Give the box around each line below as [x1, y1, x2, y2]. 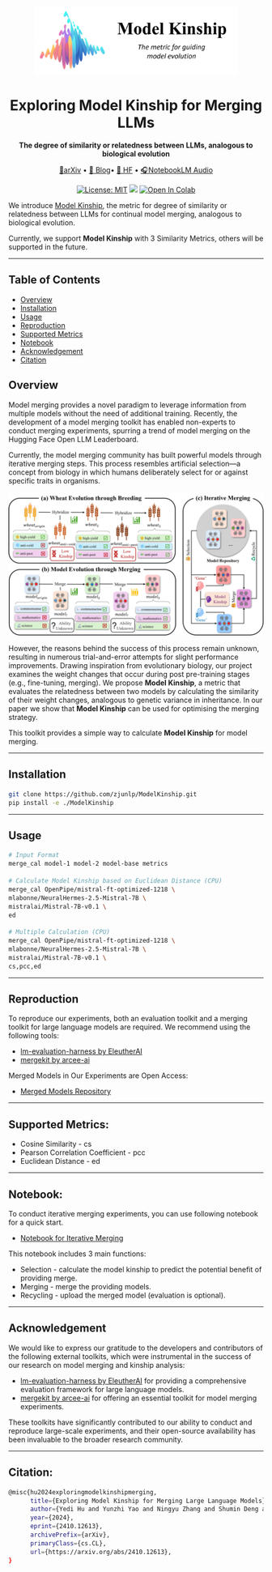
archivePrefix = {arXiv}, [29, 1531, 111, 1540]
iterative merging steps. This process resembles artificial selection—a [8, 458, 241, 468]
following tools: [8, 1031, 59, 1041]
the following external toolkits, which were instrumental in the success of [8, 1351, 252, 1361]
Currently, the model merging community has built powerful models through [8, 449, 261, 459]
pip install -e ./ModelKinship [8, 799, 114, 807]
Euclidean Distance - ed [19, 1157, 101, 1166]
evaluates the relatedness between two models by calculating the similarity [8, 687, 259, 696]
